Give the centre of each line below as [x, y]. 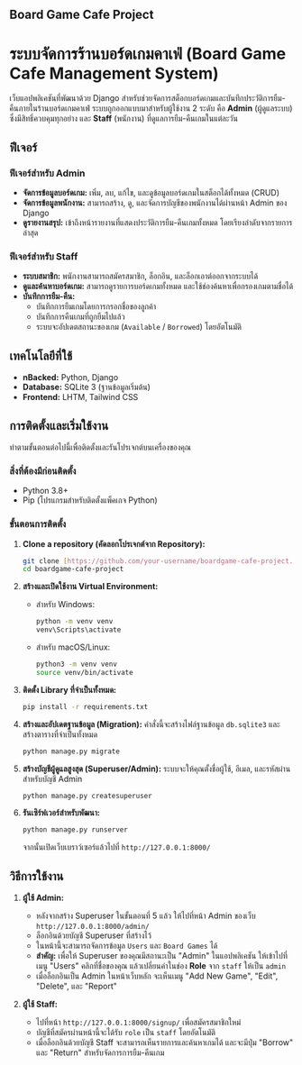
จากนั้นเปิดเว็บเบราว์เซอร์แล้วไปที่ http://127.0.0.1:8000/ [116, 847]
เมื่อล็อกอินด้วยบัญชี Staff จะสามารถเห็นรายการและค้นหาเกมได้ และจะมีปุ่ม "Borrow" [165, 1042]
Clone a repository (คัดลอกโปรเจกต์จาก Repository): [114, 543]
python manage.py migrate [71, 751]
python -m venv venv [74, 622]
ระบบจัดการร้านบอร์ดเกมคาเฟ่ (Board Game [148, 54]
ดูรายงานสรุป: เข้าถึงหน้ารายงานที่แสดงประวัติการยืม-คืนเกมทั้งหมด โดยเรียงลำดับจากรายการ [157, 223]
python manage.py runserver [75, 830]
